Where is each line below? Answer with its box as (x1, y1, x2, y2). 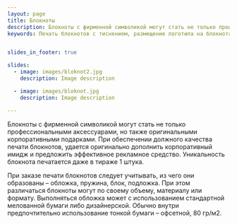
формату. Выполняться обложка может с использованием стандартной (7, 194, 225, 202)
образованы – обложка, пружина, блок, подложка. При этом (7, 178, 190, 187)
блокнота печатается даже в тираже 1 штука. (7, 157, 145, 166)
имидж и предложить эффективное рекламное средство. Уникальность (7, 150, 226, 158)
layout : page (7, 10, 46, 18)
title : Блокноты (7, 17, 55, 24)
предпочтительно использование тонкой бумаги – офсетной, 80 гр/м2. (7, 208, 222, 217)
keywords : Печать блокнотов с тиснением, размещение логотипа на (7, 30, 203, 37)
